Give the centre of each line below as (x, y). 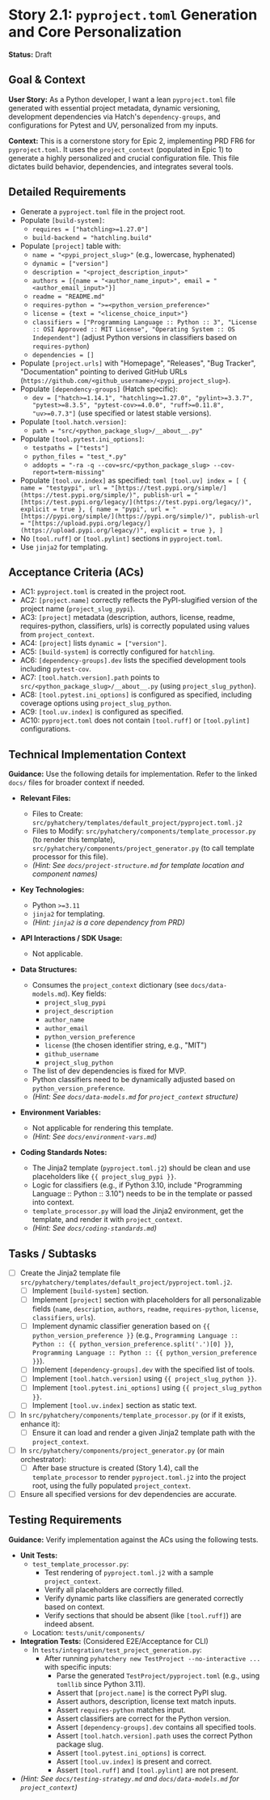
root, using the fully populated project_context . (112, 1486)
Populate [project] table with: (70, 246)
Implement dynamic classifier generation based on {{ (121, 1326)
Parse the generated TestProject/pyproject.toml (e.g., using (158, 1676)
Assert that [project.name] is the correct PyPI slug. (141, 1693)
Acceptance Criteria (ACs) (76, 572)
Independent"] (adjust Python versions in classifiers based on (134, 337)
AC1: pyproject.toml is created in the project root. (103, 592)
